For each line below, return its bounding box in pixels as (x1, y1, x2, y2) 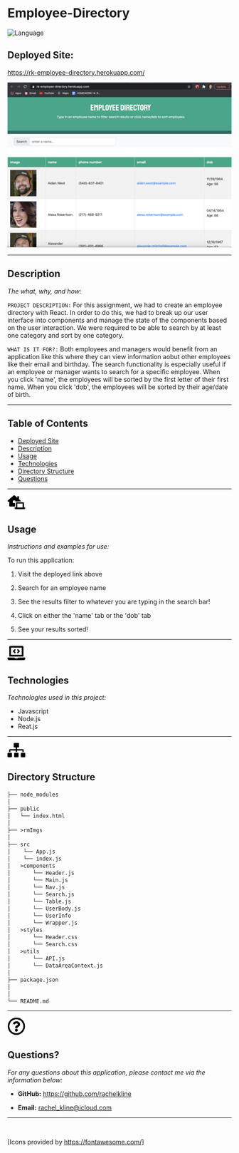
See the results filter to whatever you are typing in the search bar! (17, 597, 211, 606)
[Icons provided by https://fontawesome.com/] (7, 1137, 144, 1146)
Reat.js (17, 722, 38, 731)
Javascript (17, 707, 49, 715)
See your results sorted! (17, 625, 89, 634)
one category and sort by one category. (7, 331, 124, 339)
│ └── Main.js (7, 877, 69, 884)
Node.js (17, 715, 41, 723)
